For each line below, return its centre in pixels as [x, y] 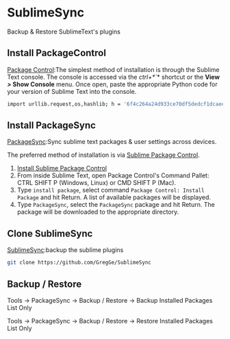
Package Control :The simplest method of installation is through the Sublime [113, 69]
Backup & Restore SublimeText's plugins [64, 32]
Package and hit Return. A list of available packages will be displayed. [114, 197]
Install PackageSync [51, 126]
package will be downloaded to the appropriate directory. [98, 212]
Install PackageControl [56, 53]
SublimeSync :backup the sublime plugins [65, 250]
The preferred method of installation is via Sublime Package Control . [103, 155]
